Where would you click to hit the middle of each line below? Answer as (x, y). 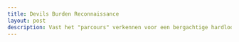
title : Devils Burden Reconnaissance (63, 14)
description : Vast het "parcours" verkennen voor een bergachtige (108, 27)
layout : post (27, 21)
